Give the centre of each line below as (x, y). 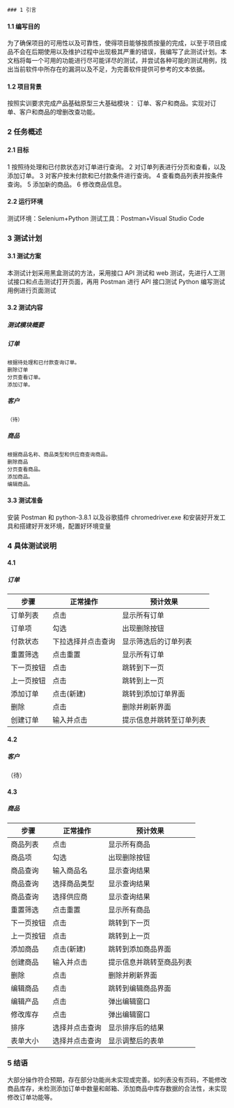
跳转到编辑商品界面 (140, 988)
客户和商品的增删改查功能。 (59, 112)
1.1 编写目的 (24, 26)
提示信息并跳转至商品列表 (150, 962)
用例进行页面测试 (32, 290)
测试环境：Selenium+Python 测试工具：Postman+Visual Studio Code (106, 218)
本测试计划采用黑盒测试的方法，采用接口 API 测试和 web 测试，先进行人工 (113, 273)
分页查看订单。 (25, 377)
